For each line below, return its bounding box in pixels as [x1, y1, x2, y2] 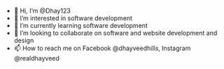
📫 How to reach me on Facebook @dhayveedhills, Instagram [13, 44, 191, 52]
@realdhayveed [13, 54, 59, 62]
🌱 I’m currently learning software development [13, 22, 148, 29]
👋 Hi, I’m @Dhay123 [13, 7, 71, 15]
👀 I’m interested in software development [13, 14, 133, 22]
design [13, 36, 34, 45]
